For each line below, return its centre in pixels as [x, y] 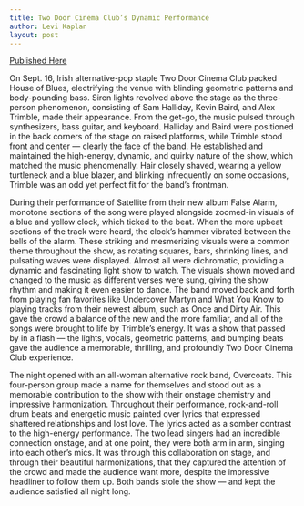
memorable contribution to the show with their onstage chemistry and [140, 395]
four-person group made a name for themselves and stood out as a [136, 385]
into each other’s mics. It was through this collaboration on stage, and [140, 453]
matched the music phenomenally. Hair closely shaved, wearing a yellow [146, 166]
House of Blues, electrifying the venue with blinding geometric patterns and [152, 88]
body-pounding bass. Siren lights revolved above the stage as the [133, 98]
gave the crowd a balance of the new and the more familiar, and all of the [147, 319]
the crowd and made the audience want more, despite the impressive [139, 472]
